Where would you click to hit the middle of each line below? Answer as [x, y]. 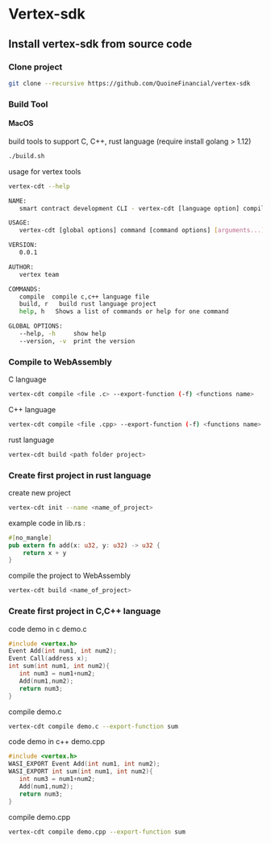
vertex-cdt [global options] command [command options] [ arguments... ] [142, 231]
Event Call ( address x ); [48, 658]
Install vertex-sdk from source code [100, 44]
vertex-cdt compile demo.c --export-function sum [94, 726]
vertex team [39, 274]
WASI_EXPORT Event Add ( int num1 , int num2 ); [84, 764]
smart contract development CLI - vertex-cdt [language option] [129, 208]
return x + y [45, 553]
